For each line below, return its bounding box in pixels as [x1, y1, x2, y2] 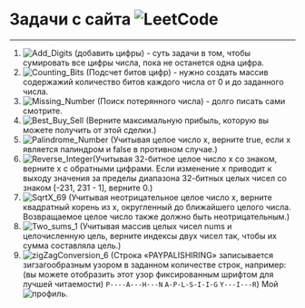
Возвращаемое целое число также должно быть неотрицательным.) [22, 211, 290, 222]
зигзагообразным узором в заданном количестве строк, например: [22, 259, 287, 270]
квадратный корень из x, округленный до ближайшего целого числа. [22, 201, 292, 212]
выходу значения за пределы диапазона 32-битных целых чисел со [22, 172, 288, 183]
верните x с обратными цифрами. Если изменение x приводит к [22, 163, 272, 174]
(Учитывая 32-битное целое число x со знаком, [92, 153, 278, 164]
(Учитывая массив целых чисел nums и [79, 220, 232, 231]
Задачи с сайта [9, 9, 132, 30]
